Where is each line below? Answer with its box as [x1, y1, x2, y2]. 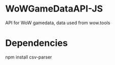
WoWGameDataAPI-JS [5, 3, 103, 15]
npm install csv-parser [5, 54, 52, 60]
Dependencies [5, 37, 68, 49]
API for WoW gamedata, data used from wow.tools [5, 20, 110, 26]
